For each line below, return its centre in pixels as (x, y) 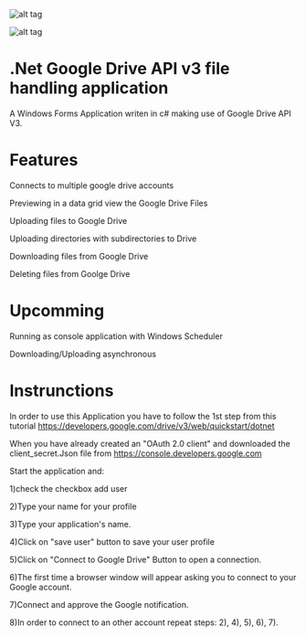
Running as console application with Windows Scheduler (116, 336)
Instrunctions (62, 391)
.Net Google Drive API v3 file (120, 69)
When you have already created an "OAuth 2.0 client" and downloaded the (150, 443)
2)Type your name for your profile (73, 506)
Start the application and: (57, 471)
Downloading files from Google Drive (79, 256)
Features (44, 160)
